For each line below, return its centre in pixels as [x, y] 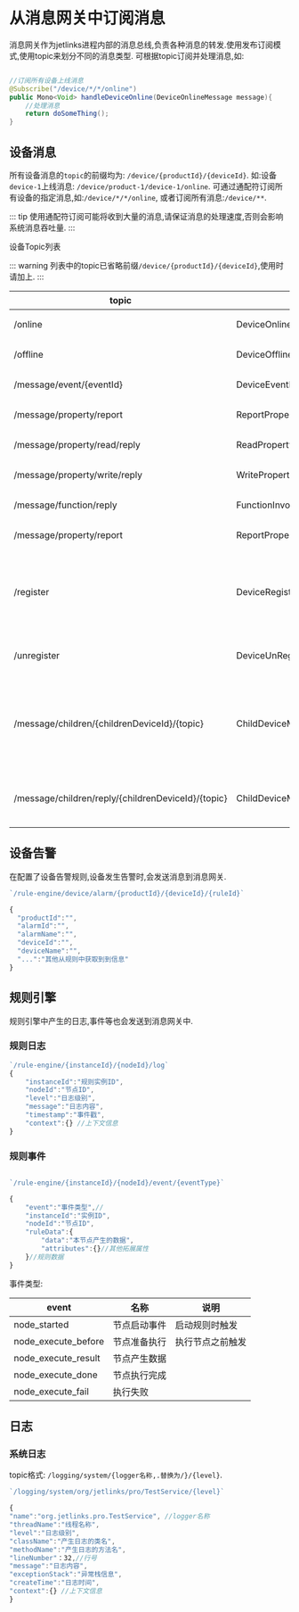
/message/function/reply [65, 505]
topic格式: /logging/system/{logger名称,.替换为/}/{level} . [116, 1475]
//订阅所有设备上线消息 [47, 80]
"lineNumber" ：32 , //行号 [53, 1558]
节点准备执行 [140, 1342]
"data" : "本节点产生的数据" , [88, 1241]
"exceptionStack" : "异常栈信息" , [66, 1575]
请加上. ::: [27, 277]
